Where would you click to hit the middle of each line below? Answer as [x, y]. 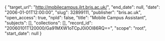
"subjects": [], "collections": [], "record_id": [49, 23]
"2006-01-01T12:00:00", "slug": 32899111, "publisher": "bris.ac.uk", [73, 12]
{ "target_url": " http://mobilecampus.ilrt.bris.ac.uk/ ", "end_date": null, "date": [82, 7]
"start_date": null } [23, 33]
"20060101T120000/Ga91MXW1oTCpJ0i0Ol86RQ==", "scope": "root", [76, 28]
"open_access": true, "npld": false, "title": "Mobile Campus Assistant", [76, 18]
